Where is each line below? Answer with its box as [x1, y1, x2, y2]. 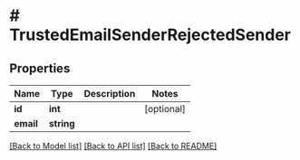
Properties [9, 61, 71, 76]
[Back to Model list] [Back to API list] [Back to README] [9, 141, 218, 151]
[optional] [143, 103, 186, 115]
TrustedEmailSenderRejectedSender [9, 24, 292, 45]
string [48, 118, 75, 129]
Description [83, 88, 136, 99]
